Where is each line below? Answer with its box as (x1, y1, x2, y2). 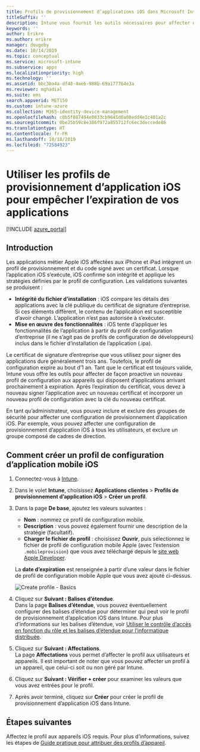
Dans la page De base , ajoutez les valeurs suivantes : (14, 505, 146, 512)
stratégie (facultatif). (23, 529, 74, 536)
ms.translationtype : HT (6, 125, 65, 131)
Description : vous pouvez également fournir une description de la (23, 523, 187, 530)
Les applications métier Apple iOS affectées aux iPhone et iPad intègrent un (6, 258, 192, 266)
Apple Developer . (23, 554, 67, 562)
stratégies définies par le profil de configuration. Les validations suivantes (6, 278, 187, 285)
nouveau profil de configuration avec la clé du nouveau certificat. (6, 396, 167, 403)
